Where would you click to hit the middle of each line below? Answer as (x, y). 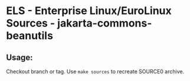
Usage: (20, 57)
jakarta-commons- (104, 23)
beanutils (30, 36)
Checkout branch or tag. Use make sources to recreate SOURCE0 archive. (95, 71)
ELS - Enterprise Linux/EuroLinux (89, 11)
